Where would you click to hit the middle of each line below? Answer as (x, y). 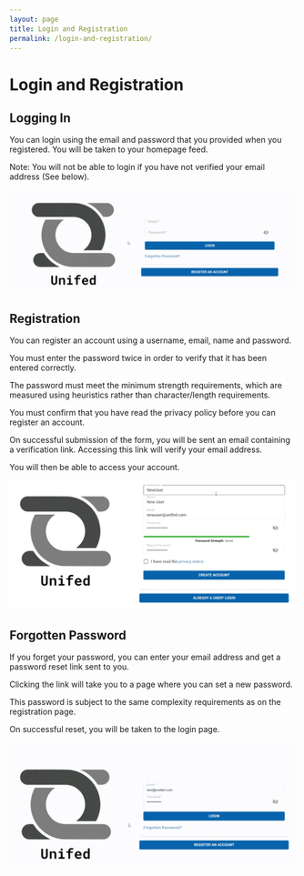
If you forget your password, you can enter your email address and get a (145, 657)
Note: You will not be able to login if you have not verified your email (137, 167)
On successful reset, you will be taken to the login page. (115, 729)
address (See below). (50, 176)
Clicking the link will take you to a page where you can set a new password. (151, 684)
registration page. (43, 711)
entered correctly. (43, 368)
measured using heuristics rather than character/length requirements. (140, 395)
